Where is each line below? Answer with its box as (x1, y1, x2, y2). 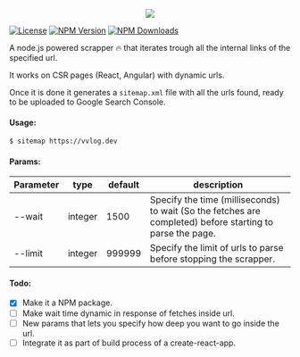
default (108, 178, 140, 191)
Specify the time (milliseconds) (150, 194, 280, 206)
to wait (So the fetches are (150, 205, 261, 218)
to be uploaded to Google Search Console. (9, 96, 167, 107)
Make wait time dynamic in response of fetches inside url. (21, 308, 235, 319)
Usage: (9, 117, 37, 128)
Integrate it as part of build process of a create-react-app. (21, 337, 237, 348)
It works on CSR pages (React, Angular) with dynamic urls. (9, 70, 225, 80)
